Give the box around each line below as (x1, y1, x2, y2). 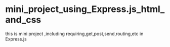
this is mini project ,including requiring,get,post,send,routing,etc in (5, 30, 144, 36)
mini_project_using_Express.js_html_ (5, 3, 165, 15)
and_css (5, 14, 41, 25)
